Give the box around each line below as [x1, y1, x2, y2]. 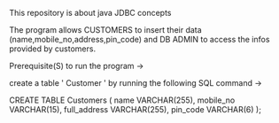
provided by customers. [9, 43, 96, 54]
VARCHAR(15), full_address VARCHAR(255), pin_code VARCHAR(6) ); [9, 104, 261, 114]
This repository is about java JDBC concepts [9, 8, 172, 18]
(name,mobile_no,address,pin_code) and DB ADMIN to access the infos [9, 35, 270, 44]
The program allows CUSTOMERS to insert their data [9, 25, 202, 35]
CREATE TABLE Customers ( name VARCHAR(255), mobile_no [9, 95, 236, 105]
